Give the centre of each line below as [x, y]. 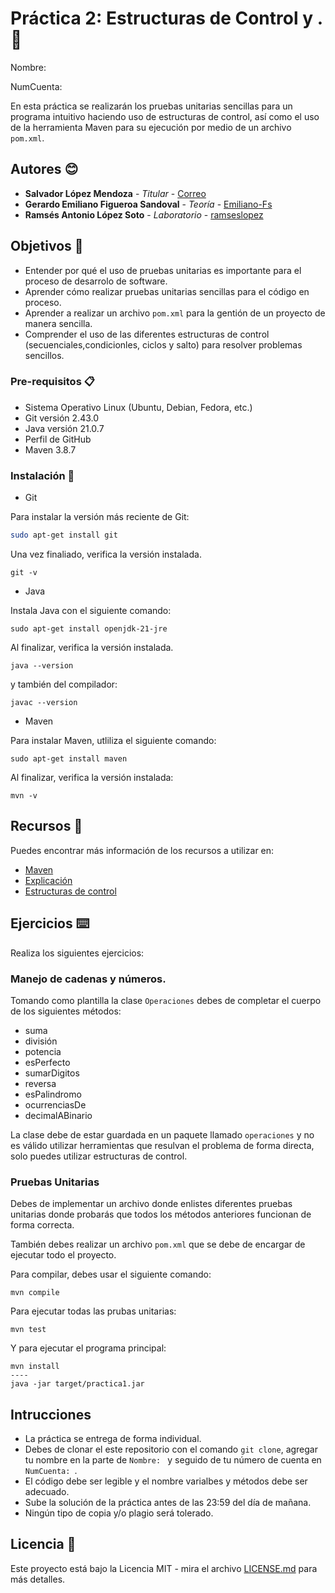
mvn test [28, 1330]
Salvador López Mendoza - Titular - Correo [115, 193]
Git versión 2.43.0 [62, 418]
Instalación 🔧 [42, 475]
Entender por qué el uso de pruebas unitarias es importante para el [163, 270]
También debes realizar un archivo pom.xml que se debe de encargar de [158, 1244]
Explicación [48, 880]
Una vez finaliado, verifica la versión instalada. [106, 554]
